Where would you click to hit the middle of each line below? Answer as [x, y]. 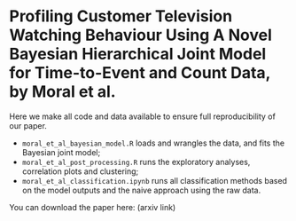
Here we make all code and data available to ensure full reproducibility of [143, 116]
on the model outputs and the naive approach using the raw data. [141, 190]
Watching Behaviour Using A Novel [140, 35]
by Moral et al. [63, 92]
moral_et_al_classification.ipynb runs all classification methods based [155, 180]
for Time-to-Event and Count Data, [140, 73]
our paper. [28, 125]
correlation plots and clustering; [80, 171]
